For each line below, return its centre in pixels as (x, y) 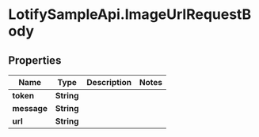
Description (109, 82)
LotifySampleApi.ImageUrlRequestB (130, 15)
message (30, 108)
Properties (35, 60)
